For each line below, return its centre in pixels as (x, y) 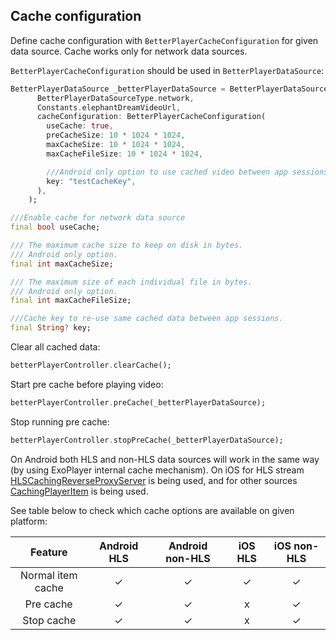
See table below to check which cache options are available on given (152, 510)
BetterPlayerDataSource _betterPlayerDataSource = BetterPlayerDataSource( (171, 89)
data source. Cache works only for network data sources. (129, 51)
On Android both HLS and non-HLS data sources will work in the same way (165, 459)
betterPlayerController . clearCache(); (91, 365)
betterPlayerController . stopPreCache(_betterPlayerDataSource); (147, 440)
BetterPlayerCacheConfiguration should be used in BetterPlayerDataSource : (167, 70)
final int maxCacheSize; (62, 264)
